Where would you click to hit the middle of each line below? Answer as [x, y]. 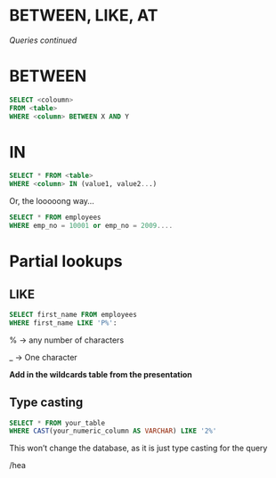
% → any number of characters [67, 340]
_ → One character [43, 357]
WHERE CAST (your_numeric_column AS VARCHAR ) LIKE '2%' [113, 431]
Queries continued [43, 40]
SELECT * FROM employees [55, 218]
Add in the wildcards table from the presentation [101, 374]
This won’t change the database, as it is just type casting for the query [138, 448]
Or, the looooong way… [52, 201]
